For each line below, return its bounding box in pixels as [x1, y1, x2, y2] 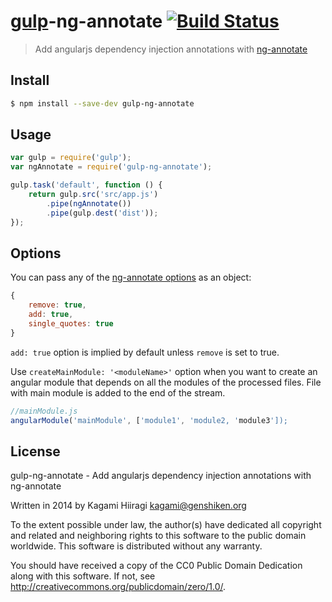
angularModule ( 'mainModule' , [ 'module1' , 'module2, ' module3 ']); [10, 415, 288, 425]
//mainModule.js [10, 406, 78, 416]
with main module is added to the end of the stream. [10, 386, 226, 399]
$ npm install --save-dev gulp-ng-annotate [10, 98, 195, 109]
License [10, 443, 61, 460]
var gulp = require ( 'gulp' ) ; [10, 153, 132, 163]
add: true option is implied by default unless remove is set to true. [10, 346, 280, 358]
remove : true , [28, 300, 87, 310]
